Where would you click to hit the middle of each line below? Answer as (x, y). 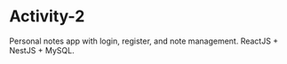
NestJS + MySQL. (42, 50)
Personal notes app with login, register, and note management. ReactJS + (144, 41)
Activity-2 (47, 16)
